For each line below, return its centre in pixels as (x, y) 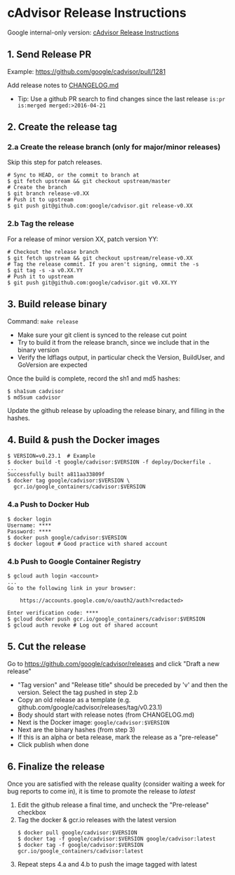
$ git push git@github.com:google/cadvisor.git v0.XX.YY (92, 283)
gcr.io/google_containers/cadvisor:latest (80, 851)
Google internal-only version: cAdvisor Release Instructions (93, 32)
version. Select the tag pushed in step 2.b (78, 692)
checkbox (32, 812)
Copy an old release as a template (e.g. (74, 700)
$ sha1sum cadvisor (36, 391)
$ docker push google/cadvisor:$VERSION (67, 537)
